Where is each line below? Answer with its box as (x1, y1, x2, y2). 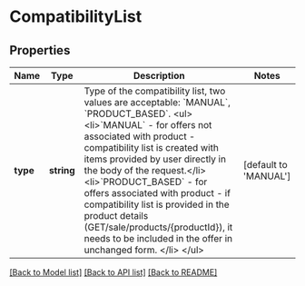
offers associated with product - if (84, 187, 231, 199)
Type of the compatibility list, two (84, 84, 226, 97)
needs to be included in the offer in (84, 232, 233, 244)
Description (133, 70, 185, 82)
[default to (242, 159, 288, 171)
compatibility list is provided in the (84, 198, 230, 211)
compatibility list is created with (84, 142, 220, 153)
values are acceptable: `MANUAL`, (84, 96, 231, 108)
